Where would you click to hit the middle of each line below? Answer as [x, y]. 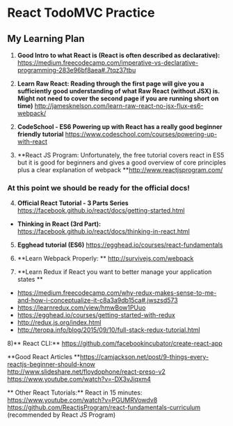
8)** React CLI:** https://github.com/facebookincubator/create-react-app [115, 344]
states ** [30, 280]
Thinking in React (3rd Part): [59, 224]
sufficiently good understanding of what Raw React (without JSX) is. [119, 91]
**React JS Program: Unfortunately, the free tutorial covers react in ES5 [121, 155]
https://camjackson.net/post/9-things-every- [144, 357]
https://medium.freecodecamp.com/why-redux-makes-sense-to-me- [117, 293]
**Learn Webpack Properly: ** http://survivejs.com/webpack [105, 259]
